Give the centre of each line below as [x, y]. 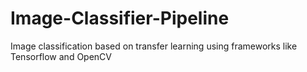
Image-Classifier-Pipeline [120, 18]
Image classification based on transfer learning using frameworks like [154, 46]
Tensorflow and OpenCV [61, 56]
